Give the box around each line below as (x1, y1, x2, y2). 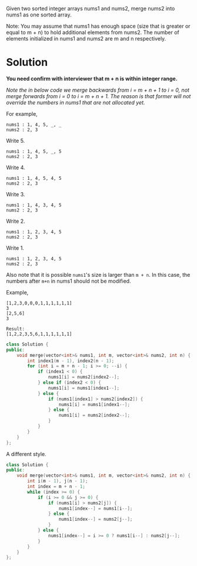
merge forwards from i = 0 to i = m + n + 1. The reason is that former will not (6, 92, 191, 99)
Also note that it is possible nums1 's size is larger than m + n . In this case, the (6, 271, 191, 278)
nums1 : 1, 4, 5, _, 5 (6, 148, 62, 155)
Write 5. (6, 137, 25, 144)
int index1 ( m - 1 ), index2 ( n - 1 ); (27, 358, 115, 364)
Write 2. (6, 217, 25, 225)
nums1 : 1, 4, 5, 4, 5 (6, 175, 62, 181)
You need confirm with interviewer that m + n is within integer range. (6, 75, 178, 82)
